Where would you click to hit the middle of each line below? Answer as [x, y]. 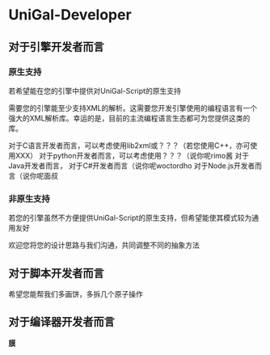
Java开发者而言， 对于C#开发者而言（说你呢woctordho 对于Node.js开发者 [132, 165]
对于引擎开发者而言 [56, 46]
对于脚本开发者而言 [56, 273]
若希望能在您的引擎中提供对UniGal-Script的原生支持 [95, 91]
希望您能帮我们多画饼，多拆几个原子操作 [76, 294]
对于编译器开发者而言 [61, 322]
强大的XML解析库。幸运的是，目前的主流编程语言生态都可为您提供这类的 [129, 118]
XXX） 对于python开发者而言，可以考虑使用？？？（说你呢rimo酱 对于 [132, 155]
